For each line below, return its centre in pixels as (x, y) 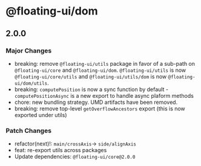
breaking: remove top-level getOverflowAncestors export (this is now (100, 108)
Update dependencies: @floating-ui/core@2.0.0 (75, 157)
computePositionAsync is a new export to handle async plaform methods (104, 95)
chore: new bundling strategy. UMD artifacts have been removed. (96, 102)
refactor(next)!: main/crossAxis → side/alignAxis (75, 144)
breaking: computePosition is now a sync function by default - (91, 89)
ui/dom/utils (31, 83)
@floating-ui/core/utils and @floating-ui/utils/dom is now (91, 76)
